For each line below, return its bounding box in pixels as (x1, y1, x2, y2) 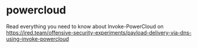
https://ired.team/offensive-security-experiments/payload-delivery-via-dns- (6, 29, 192, 36)
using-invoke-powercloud (6, 35, 69, 42)
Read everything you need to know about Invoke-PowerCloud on (6, 23, 164, 30)
